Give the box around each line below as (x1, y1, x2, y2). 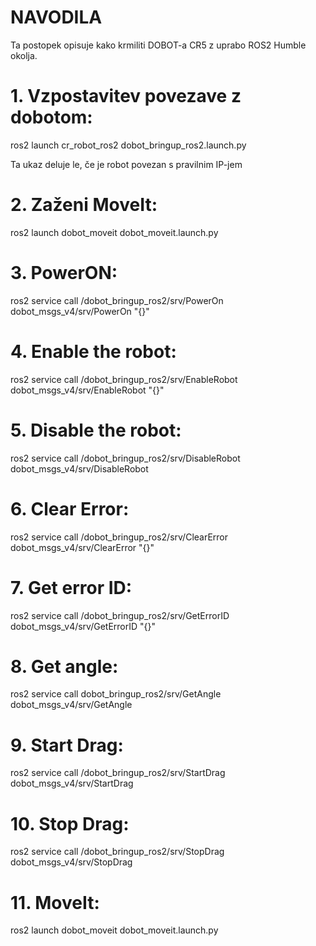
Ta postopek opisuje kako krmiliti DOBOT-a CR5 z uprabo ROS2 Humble (10, 39, 307, 51)
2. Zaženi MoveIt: (10, 194, 158, 216)
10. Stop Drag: (10, 812, 130, 835)
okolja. (10, 49, 38, 61)
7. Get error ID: (10, 576, 133, 599)
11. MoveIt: (10, 891, 100, 914)
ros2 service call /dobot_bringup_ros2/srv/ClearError (10, 531, 229, 543)
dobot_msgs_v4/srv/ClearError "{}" (10, 541, 155, 553)
